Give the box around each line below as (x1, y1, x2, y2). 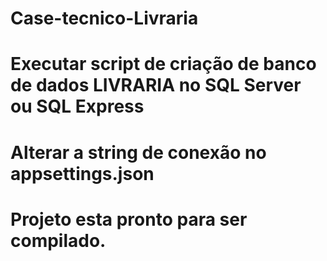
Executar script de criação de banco (10, 53, 317, 76)
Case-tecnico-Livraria (10, 7, 199, 30)
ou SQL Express (10, 95, 145, 118)
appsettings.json (10, 162, 155, 185)
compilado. (10, 229, 107, 252)
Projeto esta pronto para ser (10, 208, 248, 231)
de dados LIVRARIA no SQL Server (10, 74, 302, 97)
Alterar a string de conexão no (10, 141, 267, 164)
